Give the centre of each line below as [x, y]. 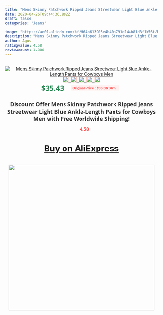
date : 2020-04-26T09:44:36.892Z [38, 14]
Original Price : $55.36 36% [94, 88]
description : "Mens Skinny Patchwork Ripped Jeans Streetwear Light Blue [81, 36]
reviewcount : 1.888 [25, 50]
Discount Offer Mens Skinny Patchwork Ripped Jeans [81, 104]
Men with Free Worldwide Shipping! [81, 119]
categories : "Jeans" [26, 23]
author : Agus [18, 41]
